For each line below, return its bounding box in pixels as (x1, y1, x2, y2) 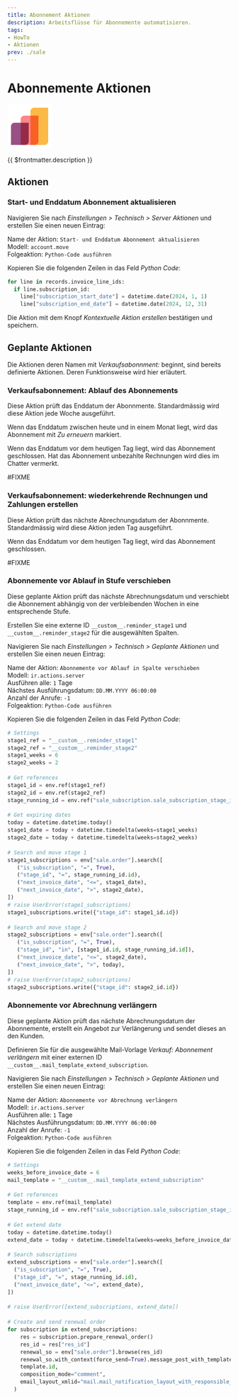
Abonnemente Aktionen (7, 80, 151, 96)
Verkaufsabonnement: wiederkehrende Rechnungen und (7, 491, 208, 501)
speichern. (7, 321, 39, 330)
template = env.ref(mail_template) (7, 1199, 113, 1206)
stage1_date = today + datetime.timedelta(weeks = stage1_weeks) (7, 827, 198, 834)
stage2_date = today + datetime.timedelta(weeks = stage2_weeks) (7, 834, 198, 842)
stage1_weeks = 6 (7, 752, 59, 759)
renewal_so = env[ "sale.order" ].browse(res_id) (20, 1348, 163, 1356)
